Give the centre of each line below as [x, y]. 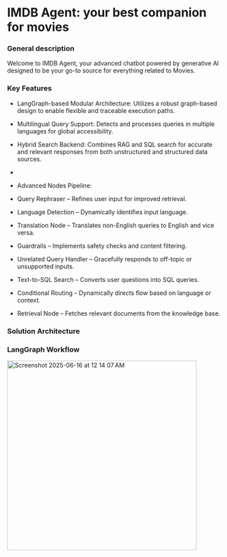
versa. [26, 232]
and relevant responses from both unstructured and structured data [112, 151]
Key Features [30, 88]
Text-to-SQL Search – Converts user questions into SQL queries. [108, 279]
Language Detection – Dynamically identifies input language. [102, 212]
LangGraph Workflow [43, 349]
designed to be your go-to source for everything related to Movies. [101, 70]
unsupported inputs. [45, 266]
